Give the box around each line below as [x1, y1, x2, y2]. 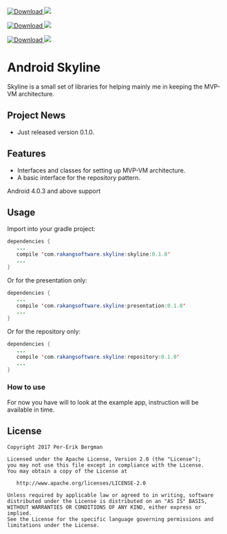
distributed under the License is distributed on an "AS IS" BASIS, [7, 498, 208, 504]
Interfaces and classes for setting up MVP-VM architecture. [17, 166, 186, 175]
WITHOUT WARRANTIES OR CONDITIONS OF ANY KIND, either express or [7, 504, 202, 511]
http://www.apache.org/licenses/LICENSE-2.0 [16, 480, 147, 487]
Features [7, 148, 46, 159]
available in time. [7, 405, 55, 414]
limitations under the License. [7, 522, 100, 529]
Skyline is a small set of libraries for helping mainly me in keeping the [7, 82, 203, 91]
